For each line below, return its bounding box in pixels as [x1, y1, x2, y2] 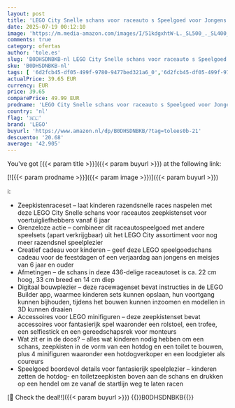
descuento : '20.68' [7, 134, 64, 141]
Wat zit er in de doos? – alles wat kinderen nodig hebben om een [17, 335, 204, 344]
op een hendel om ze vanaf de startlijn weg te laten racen [17, 379, 184, 388]
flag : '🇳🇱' [7, 114, 42, 121]
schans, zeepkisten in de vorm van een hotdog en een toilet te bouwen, [17, 342, 224, 351]
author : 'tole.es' [7, 50, 61, 57]
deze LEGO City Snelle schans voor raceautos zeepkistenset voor [17, 209, 207, 217]
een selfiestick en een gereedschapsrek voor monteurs [17, 328, 177, 336]
